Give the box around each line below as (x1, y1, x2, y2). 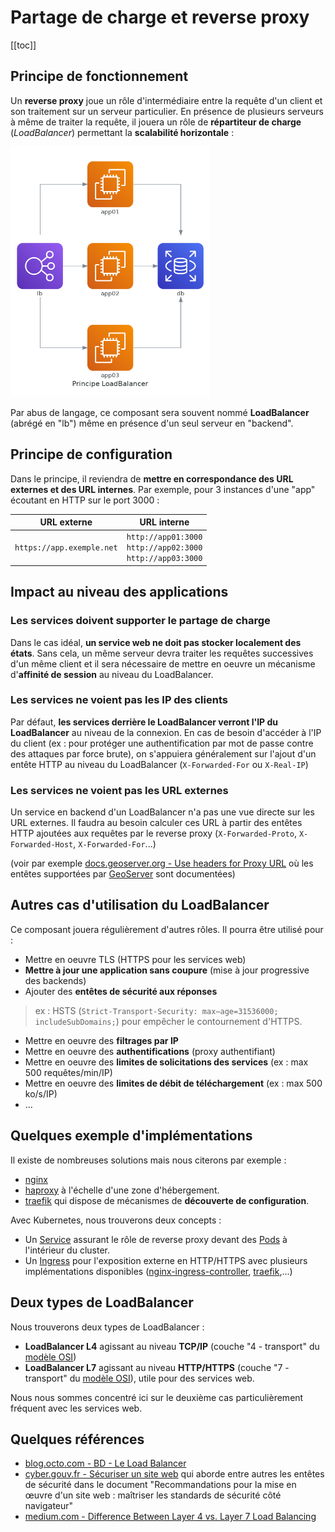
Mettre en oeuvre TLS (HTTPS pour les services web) (24, 953, 247, 965)
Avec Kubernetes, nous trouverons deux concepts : (10, 1214, 222, 1226)
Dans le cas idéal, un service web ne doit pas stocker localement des (10, 636, 302, 648)
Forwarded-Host (10, 840, 74, 850)
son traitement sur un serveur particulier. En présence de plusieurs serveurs (10, 105, 324, 117)
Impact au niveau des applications (10, 584, 229, 601)
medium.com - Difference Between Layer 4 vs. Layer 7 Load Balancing (24, 1511, 317, 1523)
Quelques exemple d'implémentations (10, 1127, 253, 1145)
